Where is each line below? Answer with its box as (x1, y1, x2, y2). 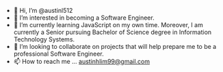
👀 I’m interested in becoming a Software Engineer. (13, 14, 155, 22)
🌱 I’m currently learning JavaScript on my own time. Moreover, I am (13, 21, 203, 29)
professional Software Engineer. (13, 50, 104, 58)
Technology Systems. (13, 35, 75, 43)
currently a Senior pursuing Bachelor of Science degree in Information (13, 28, 212, 36)
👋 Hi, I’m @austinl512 (13, 7, 73, 14)
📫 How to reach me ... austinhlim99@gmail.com (13, 58, 150, 65)
